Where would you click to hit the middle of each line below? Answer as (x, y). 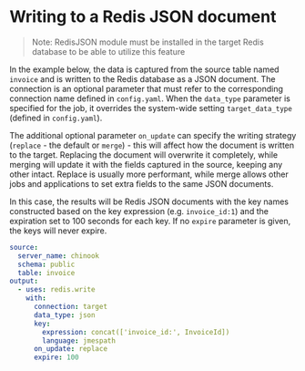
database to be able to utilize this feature (108, 51)
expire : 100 (56, 357)
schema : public (46, 264)
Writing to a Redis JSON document (143, 17)
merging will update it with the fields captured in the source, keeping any (146, 164)
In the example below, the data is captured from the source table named (144, 69)
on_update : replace (70, 349)
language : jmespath (79, 340)
